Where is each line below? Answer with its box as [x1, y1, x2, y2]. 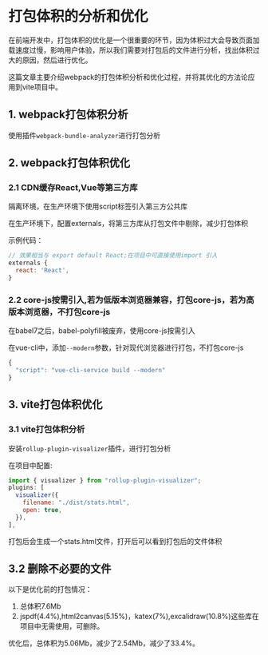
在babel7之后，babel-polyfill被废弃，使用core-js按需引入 [8, 326, 195, 335]
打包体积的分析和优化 [8, 7, 149, 26]
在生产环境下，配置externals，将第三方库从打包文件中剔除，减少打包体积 [8, 219, 249, 228]
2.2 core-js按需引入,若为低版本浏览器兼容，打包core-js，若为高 [8, 294, 254, 305]
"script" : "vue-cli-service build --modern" [15, 367, 166, 375]
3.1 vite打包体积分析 [8, 424, 85, 435]
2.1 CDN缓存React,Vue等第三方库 [8, 182, 138, 193]
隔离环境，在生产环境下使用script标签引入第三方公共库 [8, 201, 188, 212]
